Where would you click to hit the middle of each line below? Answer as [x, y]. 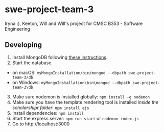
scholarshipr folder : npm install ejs [51, 108]
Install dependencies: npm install [48, 113]
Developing [23, 45]
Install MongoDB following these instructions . [60, 57]
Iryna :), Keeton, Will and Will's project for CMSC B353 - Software [74, 23]
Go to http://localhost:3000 [41, 124]
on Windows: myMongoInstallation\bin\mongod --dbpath [71, 82]
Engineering [17, 29]
